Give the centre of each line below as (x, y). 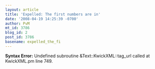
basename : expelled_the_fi (33, 42)
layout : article (22, 10)
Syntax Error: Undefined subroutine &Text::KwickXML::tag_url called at (77, 56)
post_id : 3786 (20, 37)
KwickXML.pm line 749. (29, 61)
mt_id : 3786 (17, 28)
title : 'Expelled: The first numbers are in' (53, 14)
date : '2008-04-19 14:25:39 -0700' (42, 19)
